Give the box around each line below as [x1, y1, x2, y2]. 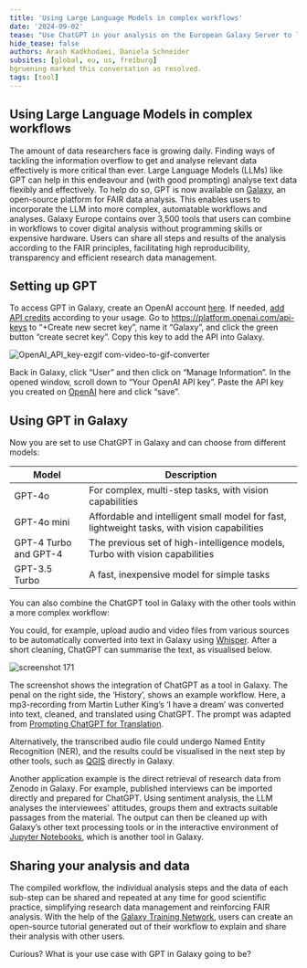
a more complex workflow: [9, 607, 110, 618]
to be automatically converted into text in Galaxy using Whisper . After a [9, 635, 277, 646]
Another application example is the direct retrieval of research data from [9, 773, 281, 784]
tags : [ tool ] [9, 73, 59, 82]
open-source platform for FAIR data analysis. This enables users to [9, 194, 261, 205]
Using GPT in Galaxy [9, 413, 128, 428]
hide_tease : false [9, 38, 79, 48]
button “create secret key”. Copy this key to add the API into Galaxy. [9, 331, 265, 342]
